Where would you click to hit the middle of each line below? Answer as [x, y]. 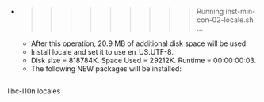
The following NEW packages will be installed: [106, 69]
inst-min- [240, 11]
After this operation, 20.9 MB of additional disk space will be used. [139, 43]
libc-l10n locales [34, 91]
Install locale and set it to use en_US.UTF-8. [102, 52]
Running [210, 11]
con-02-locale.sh [225, 20]
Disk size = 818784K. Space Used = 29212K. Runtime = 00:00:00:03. [143, 60]
